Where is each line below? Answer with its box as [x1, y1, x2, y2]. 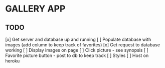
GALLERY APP [5, 3, 66, 15]
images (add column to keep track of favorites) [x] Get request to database [5, 42, 160, 48]
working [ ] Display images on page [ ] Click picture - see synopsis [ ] [5, 47, 149, 53]
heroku [5, 58, 20, 63]
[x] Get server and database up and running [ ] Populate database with [5, 36, 151, 42]
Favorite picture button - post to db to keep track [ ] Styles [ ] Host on [5, 52, 149, 58]
